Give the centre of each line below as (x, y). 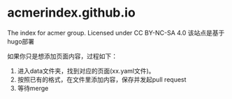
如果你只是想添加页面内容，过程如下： (62, 56)
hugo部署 (21, 41)
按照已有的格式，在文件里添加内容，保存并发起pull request (102, 79)
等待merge (33, 88)
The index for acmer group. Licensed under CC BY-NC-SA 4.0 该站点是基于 (116, 33)
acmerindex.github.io (72, 13)
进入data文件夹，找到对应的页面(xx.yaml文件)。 (86, 71)
